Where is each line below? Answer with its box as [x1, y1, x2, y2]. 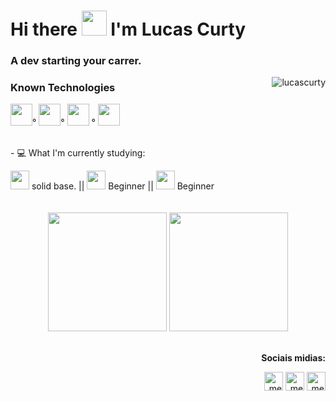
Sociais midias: [261, 352, 326, 364]
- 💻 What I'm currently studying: [10, 147, 146, 159]
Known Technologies [10, 81, 116, 95]
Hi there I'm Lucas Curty [10, 18, 247, 41]
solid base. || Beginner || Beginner [31, 180, 215, 192]
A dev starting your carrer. [10, 54, 142, 68]
